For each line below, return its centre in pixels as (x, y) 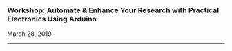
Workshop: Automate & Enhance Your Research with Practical (113, 10)
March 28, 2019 (29, 34)
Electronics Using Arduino (52, 19)
